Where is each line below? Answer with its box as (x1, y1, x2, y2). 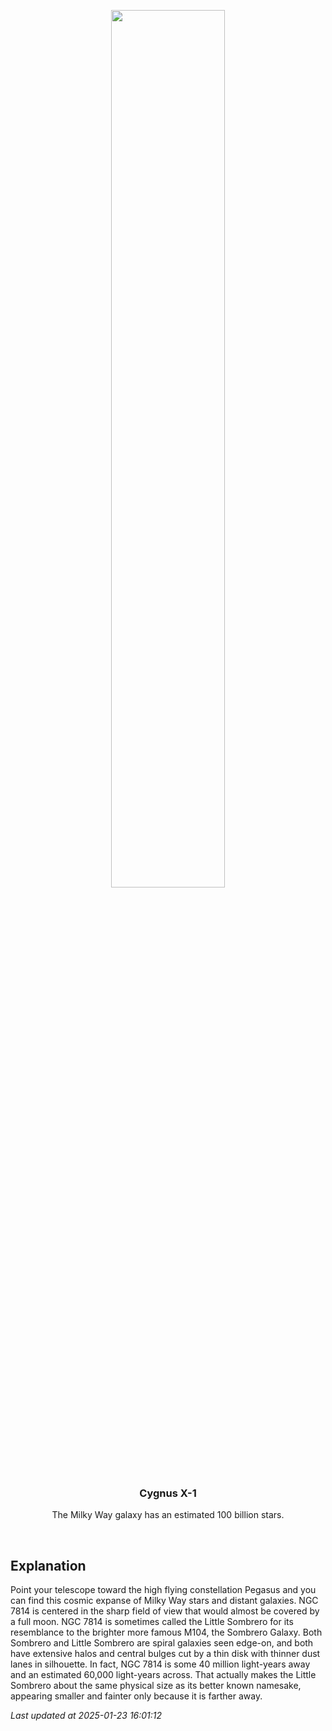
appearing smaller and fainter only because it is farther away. (10, 1690, 263, 1702)
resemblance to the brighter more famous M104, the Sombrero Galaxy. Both (10, 1626, 323, 1639)
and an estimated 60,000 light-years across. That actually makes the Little (10, 1669, 317, 1681)
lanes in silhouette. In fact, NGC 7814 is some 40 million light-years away (10, 1658, 311, 1670)
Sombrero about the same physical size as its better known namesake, (10, 1680, 302, 1692)
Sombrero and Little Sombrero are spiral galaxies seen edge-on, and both (10, 1637, 314, 1649)
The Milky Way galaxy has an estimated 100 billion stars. (51, 1509, 285, 1521)
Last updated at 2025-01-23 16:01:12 (10, 1710, 163, 1722)
